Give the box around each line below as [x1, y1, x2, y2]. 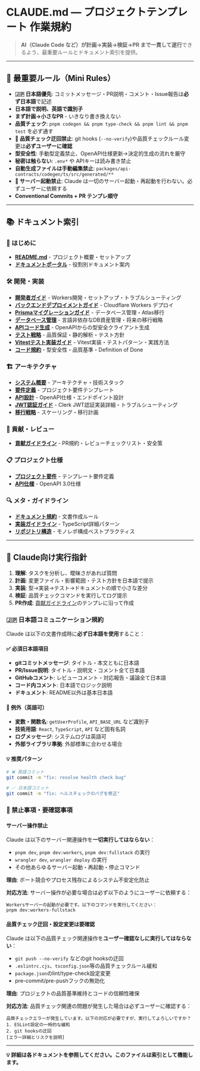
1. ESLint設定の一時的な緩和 [6, 1022, 70, 1028]
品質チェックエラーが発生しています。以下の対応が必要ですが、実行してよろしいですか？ [6, 1016, 192, 1022]
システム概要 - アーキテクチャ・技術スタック [14, 379, 124, 386]
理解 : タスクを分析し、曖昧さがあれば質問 [14, 569, 117, 577]
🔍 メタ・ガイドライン [6, 496, 68, 505]
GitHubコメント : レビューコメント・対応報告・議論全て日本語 [14, 674, 167, 681]
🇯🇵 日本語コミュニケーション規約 [6, 615, 104, 624]
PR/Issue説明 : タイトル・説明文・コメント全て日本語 [14, 667, 145, 674]
